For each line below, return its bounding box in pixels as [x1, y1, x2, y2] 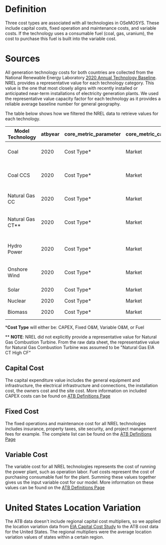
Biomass [7, 308, 28, 315]
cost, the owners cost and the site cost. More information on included [5, 388, 147, 394]
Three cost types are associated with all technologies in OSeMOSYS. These [5, 20, 160, 26]
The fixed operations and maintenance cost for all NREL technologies [5, 420, 146, 426]
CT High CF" [5, 349, 31, 355]
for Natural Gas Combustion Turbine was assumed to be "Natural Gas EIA [5, 344, 155, 350]
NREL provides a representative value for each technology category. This [5, 80, 154, 86]
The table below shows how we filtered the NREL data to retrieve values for [5, 110, 159, 116]
